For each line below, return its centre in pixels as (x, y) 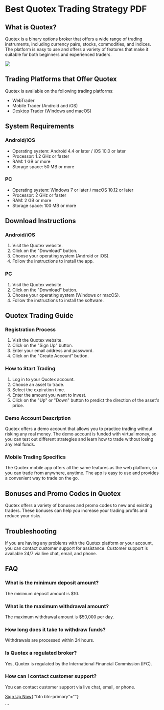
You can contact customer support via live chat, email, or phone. (70, 687)
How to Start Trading (30, 369)
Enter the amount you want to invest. (49, 395)
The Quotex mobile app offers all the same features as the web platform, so (81, 468)
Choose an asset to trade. (38, 384)
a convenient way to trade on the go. (42, 478)
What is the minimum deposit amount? (52, 583)
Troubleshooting (31, 531)
